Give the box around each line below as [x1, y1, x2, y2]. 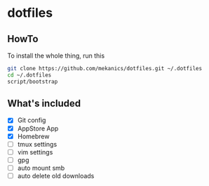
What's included [7, 98, 81, 109]
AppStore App [17, 124, 59, 133]
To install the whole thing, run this [7, 51, 105, 60]
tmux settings [17, 140, 58, 148]
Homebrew [17, 132, 50, 140]
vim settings [17, 147, 53, 156]
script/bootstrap [7, 78, 58, 85]
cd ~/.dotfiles [7, 72, 52, 79]
